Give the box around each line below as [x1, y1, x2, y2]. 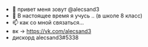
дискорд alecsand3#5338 [12, 34, 79, 41]
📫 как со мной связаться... [12, 19, 84, 26]
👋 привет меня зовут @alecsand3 [12, 6, 100, 13]
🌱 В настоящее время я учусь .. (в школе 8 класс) [12, 12, 142, 19]
